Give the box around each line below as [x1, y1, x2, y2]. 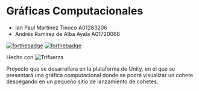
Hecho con [6, 53, 34, 60]
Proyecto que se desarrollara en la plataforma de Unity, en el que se [6, 65, 175, 72]
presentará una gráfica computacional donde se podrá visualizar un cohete [6, 71, 194, 78]
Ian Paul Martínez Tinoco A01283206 [14, 24, 107, 31]
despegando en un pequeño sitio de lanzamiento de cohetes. [6, 78, 159, 85]
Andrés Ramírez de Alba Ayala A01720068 [14, 30, 121, 37]
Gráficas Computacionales [6, 4, 144, 18]
